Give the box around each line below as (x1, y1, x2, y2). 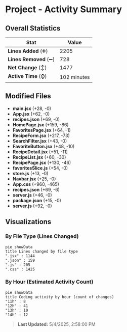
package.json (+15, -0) (12, 197, 62, 203)
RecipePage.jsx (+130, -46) (12, 159, 71, 165)
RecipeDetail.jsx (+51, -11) (12, 149, 68, 155)
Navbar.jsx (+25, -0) (12, 176, 56, 182)
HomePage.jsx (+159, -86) (12, 121, 69, 128)
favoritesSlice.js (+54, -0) (12, 164, 68, 171)
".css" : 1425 (5, 266, 35, 272)
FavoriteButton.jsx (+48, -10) (12, 143, 75, 149)
